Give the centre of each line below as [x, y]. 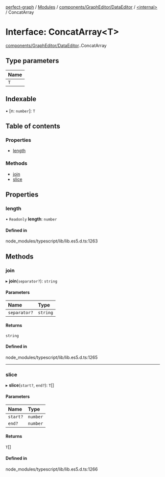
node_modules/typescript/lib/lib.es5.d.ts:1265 [52, 357]
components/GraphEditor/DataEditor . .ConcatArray [56, 45]
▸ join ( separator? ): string [32, 281]
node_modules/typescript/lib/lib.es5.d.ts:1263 [52, 241]
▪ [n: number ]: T [21, 111]
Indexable [21, 99]
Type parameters [32, 61]
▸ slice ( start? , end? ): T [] [30, 385]
